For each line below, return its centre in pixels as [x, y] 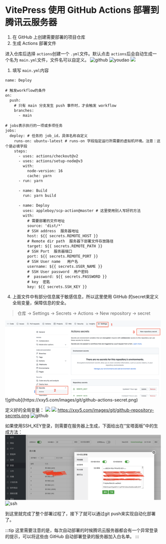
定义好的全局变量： [25, 410]
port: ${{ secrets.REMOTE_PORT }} [62, 256]
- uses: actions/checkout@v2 [48, 156]
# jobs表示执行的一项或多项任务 [34, 126]
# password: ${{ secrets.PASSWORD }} [67, 277]
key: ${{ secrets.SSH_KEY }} [57, 287]
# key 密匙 [39, 282]
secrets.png [17, 415]
